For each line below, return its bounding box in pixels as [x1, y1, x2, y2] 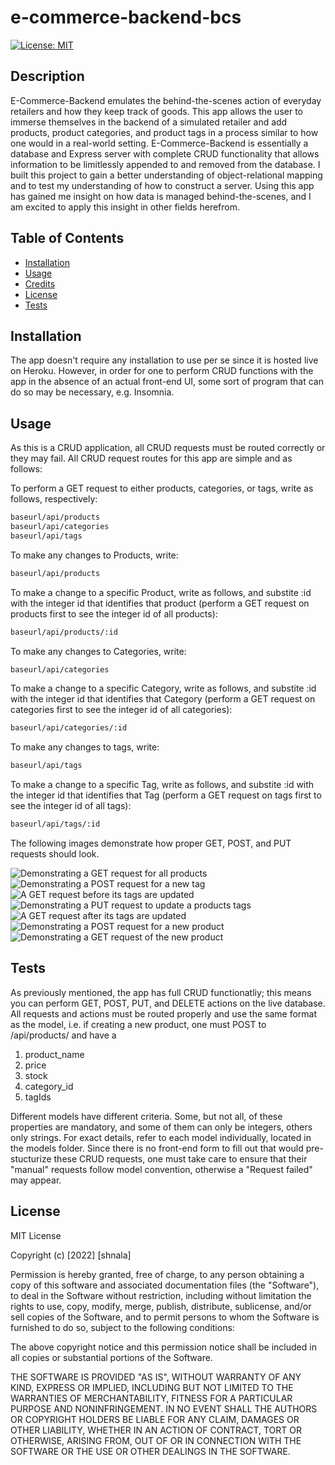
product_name [24, 1048, 85, 1060]
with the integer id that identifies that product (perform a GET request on [10, 597, 310, 609]
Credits [24, 277, 56, 290]
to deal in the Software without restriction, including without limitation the [10, 1289, 312, 1301]
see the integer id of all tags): [10, 800, 132, 812]
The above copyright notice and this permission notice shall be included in [10, 1341, 317, 1353]
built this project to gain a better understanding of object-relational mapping [10, 169, 323, 181]
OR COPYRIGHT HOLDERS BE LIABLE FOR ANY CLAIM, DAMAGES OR [10, 1413, 300, 1425]
